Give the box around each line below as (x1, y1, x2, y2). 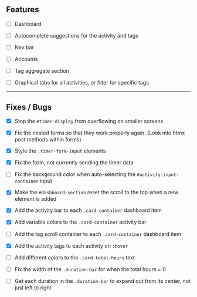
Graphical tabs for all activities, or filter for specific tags (14, 79, 150, 86)
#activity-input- (137, 172, 179, 178)
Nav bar (14, 43, 34, 50)
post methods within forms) (14, 136, 81, 143)
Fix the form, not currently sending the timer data (14, 159, 134, 166)
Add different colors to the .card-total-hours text (14, 254, 135, 261)
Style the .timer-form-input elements (14, 147, 106, 154)
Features (6, 5, 39, 15)
